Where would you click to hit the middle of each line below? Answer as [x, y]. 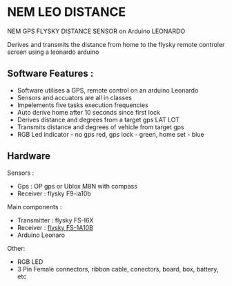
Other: [16, 248]
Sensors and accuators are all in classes [75, 97]
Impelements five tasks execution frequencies [83, 105]
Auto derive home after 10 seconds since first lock [89, 112]
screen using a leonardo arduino [53, 52]
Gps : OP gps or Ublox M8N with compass [77, 186]
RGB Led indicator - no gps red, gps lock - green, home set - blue [111, 134]
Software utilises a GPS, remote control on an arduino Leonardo [108, 90]
